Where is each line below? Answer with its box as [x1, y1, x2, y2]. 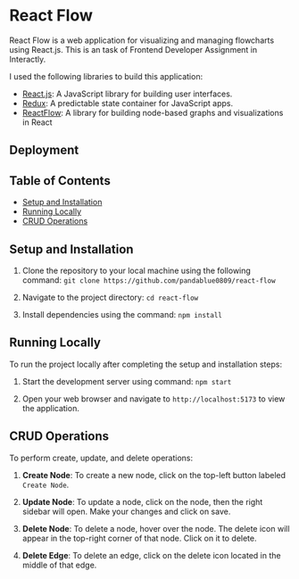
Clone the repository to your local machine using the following [21, 265, 252, 276]
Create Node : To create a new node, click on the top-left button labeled [21, 469, 287, 480]
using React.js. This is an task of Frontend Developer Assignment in [9, 44, 258, 54]
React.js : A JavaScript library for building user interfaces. [21, 88, 233, 99]
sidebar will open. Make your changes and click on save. [21, 506, 231, 517]
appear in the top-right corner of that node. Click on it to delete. [21, 533, 257, 543]
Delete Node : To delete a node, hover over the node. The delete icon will [21, 523, 290, 534]
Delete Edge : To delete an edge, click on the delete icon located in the [21, 550, 281, 560]
